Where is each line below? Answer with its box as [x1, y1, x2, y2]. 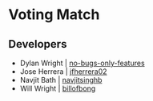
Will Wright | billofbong [19, 84, 96, 93]
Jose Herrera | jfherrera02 [19, 67, 107, 76]
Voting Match [8, 6, 100, 24]
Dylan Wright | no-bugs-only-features [19, 58, 146, 68]
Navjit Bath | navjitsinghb [19, 76, 103, 84]
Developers [8, 37, 67, 51]
